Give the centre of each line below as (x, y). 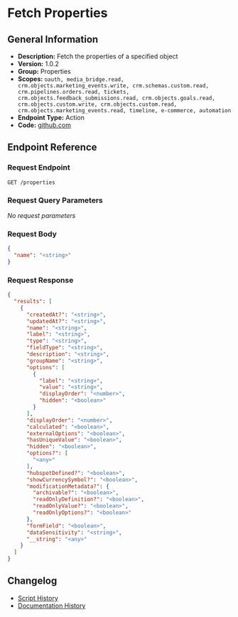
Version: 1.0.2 (38, 64)
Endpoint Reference (52, 147)
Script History (38, 598)
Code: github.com (44, 125)
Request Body (32, 234)
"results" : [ (33, 302)
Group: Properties (44, 71)
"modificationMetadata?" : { (68, 486)
